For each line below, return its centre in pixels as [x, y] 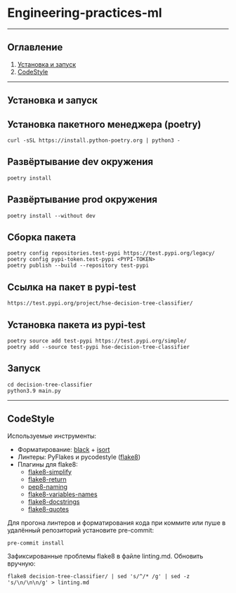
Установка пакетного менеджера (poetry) [104, 124]
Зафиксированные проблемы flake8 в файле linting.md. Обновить [105, 556]
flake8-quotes [48, 509]
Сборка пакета [41, 237]
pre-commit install [36, 543]
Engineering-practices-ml [85, 13]
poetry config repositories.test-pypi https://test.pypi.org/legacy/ [111, 253]
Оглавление [35, 47]
